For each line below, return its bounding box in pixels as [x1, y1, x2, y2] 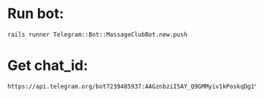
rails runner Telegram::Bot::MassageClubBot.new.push [7, 31, 188, 38]
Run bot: [7, 5, 65, 23]
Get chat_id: [7, 56, 88, 74]
